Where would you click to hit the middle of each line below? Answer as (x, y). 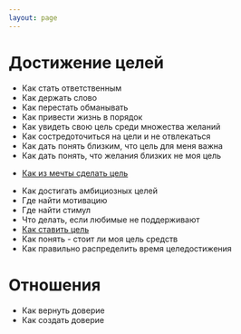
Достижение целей (86, 62)
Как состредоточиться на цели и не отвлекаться (116, 136)
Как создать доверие (63, 319)
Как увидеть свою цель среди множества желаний (121, 126)
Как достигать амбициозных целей (89, 191)
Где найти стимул (56, 210)
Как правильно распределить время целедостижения (126, 248)
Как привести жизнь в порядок (82, 117)
